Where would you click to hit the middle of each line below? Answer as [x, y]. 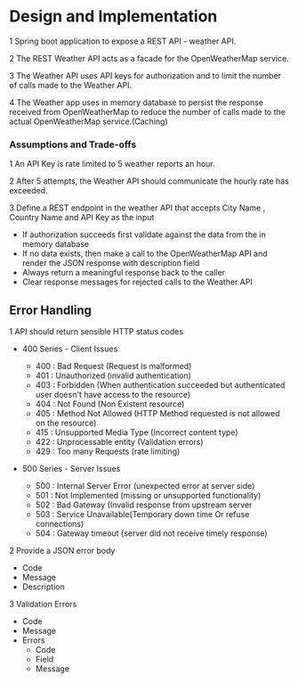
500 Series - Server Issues [71, 469]
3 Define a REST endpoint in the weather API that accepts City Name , [137, 208]
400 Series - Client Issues [70, 349]
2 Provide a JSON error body [62, 551]
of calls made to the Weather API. [71, 85]
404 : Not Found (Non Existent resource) [110, 404]
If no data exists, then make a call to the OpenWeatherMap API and [145, 254]
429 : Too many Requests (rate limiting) [108, 451]
